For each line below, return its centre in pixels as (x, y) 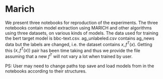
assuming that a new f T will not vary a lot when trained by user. (69, 56)
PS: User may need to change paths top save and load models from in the (80, 66)
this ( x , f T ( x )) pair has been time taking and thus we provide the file (73, 50)
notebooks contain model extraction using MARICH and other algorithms (79, 27)
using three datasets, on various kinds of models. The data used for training (82, 33)
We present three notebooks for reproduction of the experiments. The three (81, 23)
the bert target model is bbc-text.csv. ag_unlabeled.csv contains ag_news (80, 38)
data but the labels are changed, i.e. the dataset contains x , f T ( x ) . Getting (79, 44)
